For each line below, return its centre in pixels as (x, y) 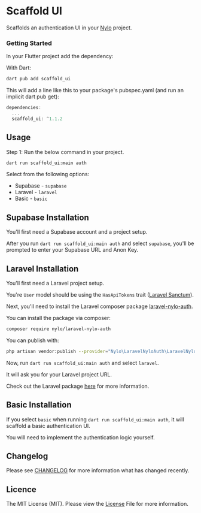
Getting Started (29, 43)
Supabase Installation (48, 217)
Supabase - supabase (41, 186)
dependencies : (24, 108)
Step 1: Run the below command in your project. (65, 152)
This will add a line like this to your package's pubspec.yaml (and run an (95, 90)
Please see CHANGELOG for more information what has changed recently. (98, 470)
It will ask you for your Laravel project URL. (59, 374)
